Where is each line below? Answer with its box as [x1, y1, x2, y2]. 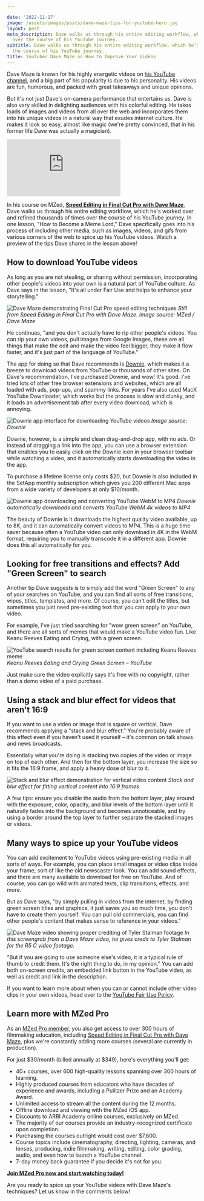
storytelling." [7, 292, 39, 300]
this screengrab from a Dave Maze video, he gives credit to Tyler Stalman [7, 935, 191, 943]
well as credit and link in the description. [7, 973, 108, 980]
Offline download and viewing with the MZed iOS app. [15, 1106, 151, 1113]
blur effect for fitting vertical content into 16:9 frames [7, 783, 140, 790]
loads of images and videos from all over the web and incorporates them [7, 107, 188, 115]
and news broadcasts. [7, 740, 62, 748]
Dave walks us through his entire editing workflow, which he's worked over [7, 207, 194, 215]
